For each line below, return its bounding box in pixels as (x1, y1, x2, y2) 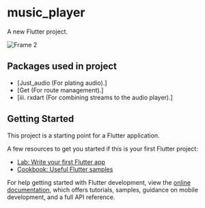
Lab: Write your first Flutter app (16, 157, 106, 166)
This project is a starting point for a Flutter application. (7, 131, 160, 140)
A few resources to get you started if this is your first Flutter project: (7, 144, 198, 153)
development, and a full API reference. (7, 193, 115, 201)
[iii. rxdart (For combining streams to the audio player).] (16, 93, 173, 101)
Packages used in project (7, 60, 118, 73)
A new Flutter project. (7, 27, 68, 36)
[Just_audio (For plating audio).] (16, 79, 107, 87)
